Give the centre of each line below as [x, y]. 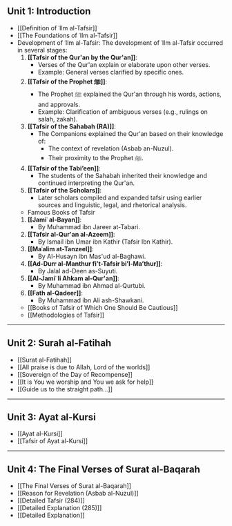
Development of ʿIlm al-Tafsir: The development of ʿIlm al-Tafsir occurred [120, 42]
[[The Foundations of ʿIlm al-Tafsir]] [67, 35]
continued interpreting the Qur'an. [86, 183]
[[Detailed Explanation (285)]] [59, 508]
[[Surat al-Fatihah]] [44, 360]
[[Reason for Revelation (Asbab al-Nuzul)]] [78, 494]
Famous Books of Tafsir [61, 212]
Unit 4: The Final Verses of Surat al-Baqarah [104, 469]
